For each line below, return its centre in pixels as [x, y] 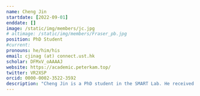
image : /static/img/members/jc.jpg [51, 28]
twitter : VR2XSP [26, 73]
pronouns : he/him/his [33, 51]
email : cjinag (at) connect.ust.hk [51, 56]
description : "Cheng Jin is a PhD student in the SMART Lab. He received [100, 84]
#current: [19, 45]
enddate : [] [21, 23]
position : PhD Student [34, 39]
